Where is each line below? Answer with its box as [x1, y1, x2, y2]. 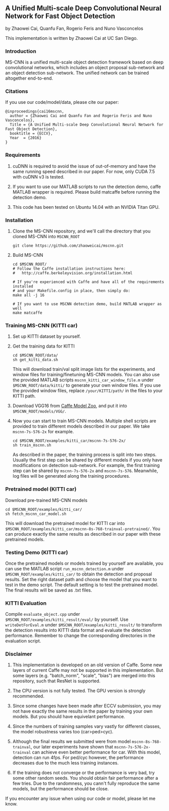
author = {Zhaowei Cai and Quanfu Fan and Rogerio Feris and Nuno [10, 113, 152, 119]
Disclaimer [5, 651, 32, 658]
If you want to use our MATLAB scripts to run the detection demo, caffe [12, 184, 161, 190]
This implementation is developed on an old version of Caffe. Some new [12, 662, 162, 668]
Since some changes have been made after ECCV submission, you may [12, 703, 161, 709]
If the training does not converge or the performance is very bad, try [12, 770, 155, 776]
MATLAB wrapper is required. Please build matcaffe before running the [12, 189, 160, 195]
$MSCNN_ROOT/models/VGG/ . [12, 408, 67, 414]
